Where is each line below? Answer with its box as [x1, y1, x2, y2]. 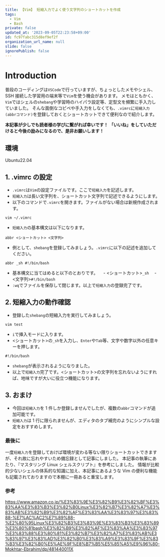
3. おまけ [5, 391, 32, 399]
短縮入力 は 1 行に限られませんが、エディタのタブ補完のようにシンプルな [12, 417, 156, 423]
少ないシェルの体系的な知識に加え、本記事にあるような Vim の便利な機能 [9, 468, 158, 474]
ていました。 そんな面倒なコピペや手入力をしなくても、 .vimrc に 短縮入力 [5, 105, 150, 111]
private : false [5, 26, 36, 31]
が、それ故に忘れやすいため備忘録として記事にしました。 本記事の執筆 [5, 455, 148, 461]
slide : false [5, 44, 32, 49]
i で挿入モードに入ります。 [12, 331, 66, 337]
